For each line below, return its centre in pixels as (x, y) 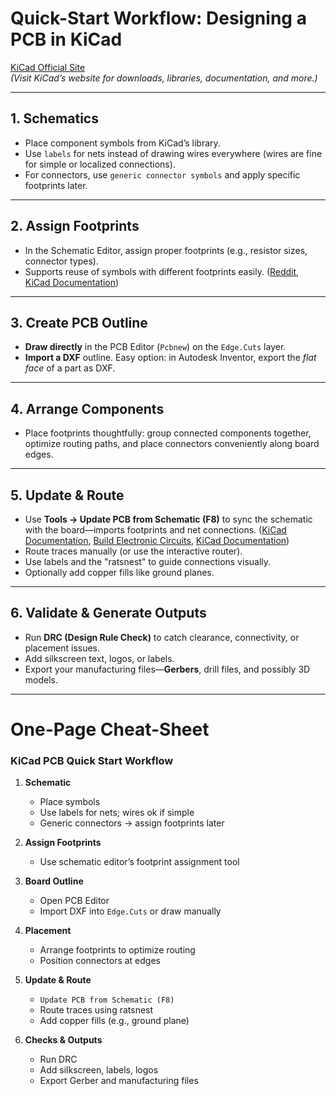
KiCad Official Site (48, 67)
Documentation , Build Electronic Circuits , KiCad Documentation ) (157, 540)
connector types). (61, 261)
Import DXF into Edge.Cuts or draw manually (130, 911)
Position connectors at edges (100, 961)
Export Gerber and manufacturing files (119, 1081)
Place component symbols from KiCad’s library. (122, 143)
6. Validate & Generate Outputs (108, 613)
